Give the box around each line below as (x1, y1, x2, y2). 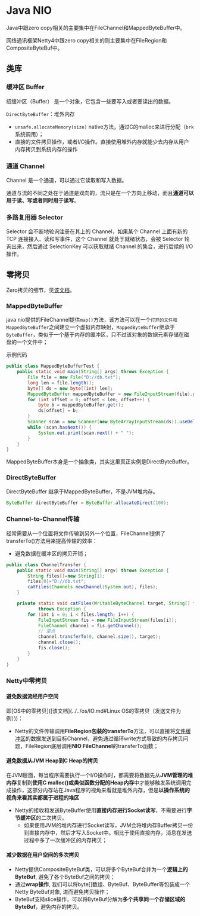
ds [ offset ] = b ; (37, 408, 79, 414)
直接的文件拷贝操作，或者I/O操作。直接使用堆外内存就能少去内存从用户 (14, 138, 189, 145)
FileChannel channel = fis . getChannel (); (37, 622, 143, 628)
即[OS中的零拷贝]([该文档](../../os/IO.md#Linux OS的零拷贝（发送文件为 (6, 707, 182, 715)
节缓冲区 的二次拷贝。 (14, 814, 67, 821)
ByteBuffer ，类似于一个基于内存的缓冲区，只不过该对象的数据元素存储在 (6, 331, 185, 338)
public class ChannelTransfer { (6, 561, 86, 568)
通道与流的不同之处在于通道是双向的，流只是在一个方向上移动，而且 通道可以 (6, 189, 194, 196)
